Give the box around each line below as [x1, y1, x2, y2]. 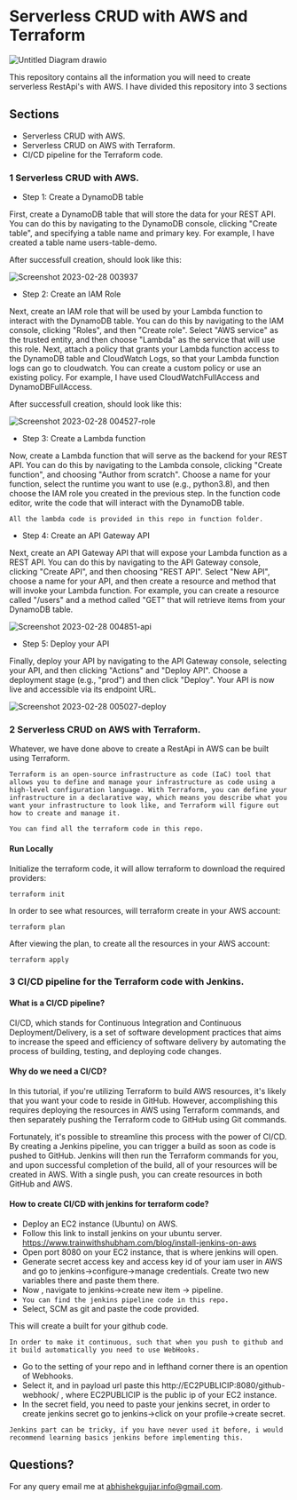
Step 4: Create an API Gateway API [21, 530, 151, 541]
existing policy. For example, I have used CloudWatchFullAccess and [9, 372, 260, 383]
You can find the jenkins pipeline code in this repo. [21, 1296, 230, 1305]
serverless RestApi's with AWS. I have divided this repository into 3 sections [9, 81, 287, 91]
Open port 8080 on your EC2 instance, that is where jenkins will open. [21, 1247, 278, 1258]
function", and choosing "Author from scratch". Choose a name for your [9, 469, 271, 480]
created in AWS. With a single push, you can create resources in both [9, 1169, 263, 1179]
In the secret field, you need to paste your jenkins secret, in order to [21, 1399, 270, 1409]
